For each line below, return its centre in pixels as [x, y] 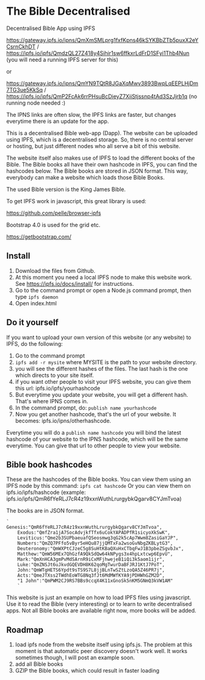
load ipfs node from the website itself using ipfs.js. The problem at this [104, 645]
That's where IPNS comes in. [52, 401]
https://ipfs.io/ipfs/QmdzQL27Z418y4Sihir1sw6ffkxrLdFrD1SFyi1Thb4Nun [98, 53]
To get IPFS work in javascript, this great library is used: [76, 201]
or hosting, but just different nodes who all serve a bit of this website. [93, 146]
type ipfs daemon [37, 297]
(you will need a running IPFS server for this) [63, 59]
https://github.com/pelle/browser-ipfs [54, 213]
